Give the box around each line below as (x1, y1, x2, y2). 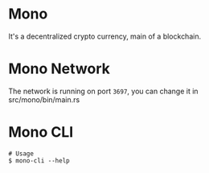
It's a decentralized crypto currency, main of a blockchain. (8, 31, 202, 41)
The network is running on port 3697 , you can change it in (8, 86, 199, 96)
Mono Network (8, 60, 111, 78)
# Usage (8, 150, 35, 158)
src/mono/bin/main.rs (8, 94, 80, 105)
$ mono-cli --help (8, 156, 70, 165)
